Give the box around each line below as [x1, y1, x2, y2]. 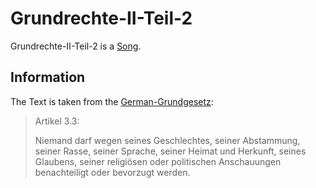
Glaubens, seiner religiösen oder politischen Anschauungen [34, 155, 282, 167]
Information [10, 69, 86, 86]
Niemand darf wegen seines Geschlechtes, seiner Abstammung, [34, 134, 301, 146]
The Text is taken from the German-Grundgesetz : [10, 95, 214, 107]
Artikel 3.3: [34, 115, 80, 127]
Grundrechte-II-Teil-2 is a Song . [10, 40, 142, 52]
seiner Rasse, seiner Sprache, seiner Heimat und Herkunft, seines [34, 145, 307, 157]
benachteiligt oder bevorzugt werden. [34, 166, 191, 178]
